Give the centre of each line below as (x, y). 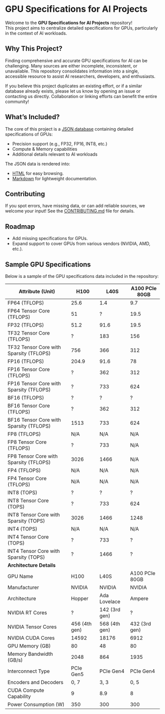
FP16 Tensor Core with (34, 384)
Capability (19, 697)
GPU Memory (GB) (29, 646)
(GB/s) (15, 660)
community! (17, 102)
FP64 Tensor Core (29, 311)
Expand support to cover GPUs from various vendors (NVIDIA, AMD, (81, 244)
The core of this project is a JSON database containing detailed (69, 129)
